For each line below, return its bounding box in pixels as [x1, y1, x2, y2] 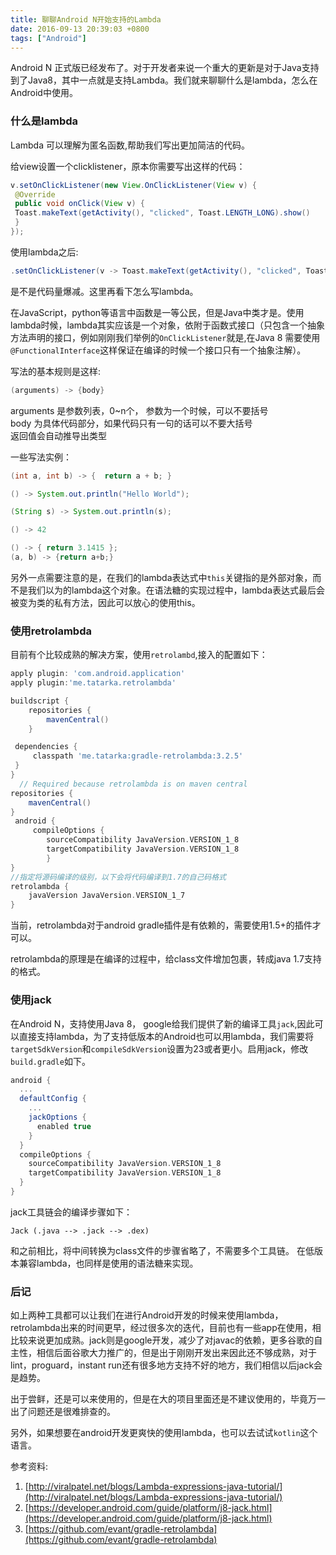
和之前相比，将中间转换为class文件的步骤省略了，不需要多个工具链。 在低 [10, 1244, 315, 1256]
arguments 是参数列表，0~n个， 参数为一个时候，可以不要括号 [10, 404, 269, 416]
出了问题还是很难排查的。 [10, 1406, 116, 1418]
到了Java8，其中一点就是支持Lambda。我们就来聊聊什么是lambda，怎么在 [10, 74, 318, 86]
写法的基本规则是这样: [10, 365, 102, 377]
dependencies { [14, 742, 78, 752]
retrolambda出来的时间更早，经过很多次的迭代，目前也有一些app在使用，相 [10, 1322, 322, 1334]
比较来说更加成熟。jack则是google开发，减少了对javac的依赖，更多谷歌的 [10, 1334, 315, 1346]
